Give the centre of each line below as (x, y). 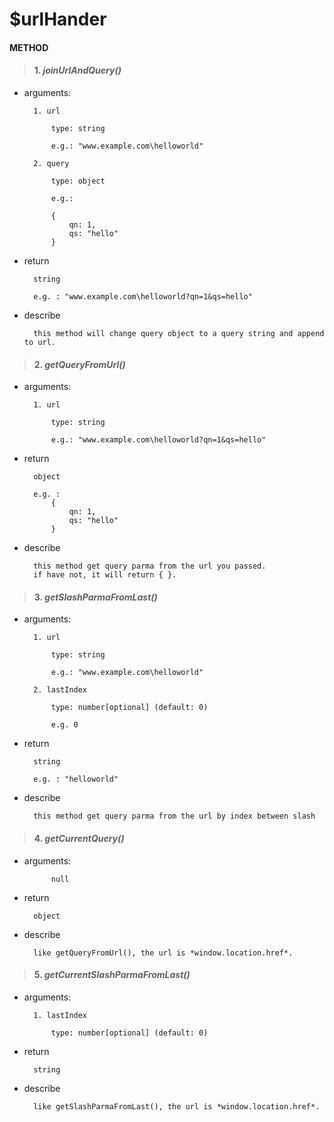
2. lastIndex (60, 690)
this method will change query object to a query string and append (179, 333)
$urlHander (58, 19)
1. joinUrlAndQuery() (77, 70)
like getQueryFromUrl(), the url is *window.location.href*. (163, 953)
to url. (39, 342)
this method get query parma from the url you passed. (150, 566)
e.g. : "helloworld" (76, 779)
